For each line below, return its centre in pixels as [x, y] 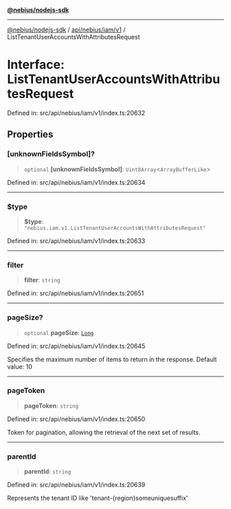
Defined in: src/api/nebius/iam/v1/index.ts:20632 [76, 113]
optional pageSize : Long [59, 332]
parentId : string [47, 472]
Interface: [36, 65]
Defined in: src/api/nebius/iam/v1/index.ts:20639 [76, 485]
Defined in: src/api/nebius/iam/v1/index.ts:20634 [76, 182]
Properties [30, 134]
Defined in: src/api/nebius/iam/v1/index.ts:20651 [76, 293]
